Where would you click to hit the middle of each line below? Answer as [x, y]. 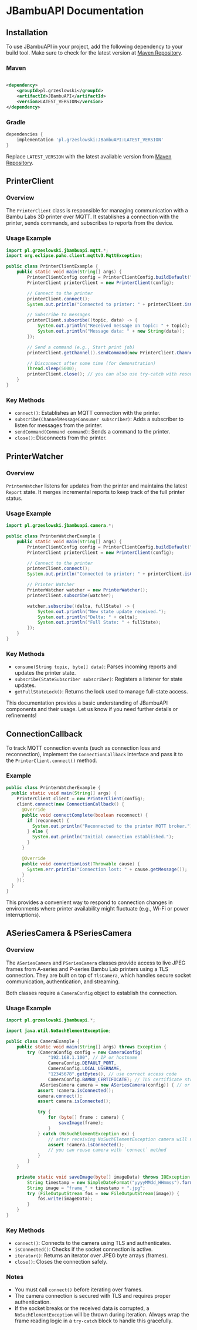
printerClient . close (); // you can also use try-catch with [102, 374]
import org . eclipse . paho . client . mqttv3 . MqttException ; [74, 256]
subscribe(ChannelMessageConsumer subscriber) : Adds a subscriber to [99, 419]
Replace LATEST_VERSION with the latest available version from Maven [89, 156]
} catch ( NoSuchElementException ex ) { [86, 1133]
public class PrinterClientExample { [52, 266]
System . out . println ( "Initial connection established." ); [103, 837]
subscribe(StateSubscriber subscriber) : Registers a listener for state [98, 679]
